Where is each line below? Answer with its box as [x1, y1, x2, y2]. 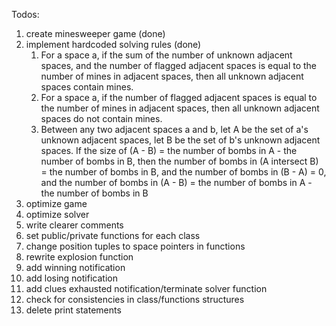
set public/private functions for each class [25, 230, 201, 241]
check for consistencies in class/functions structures [25, 294, 245, 305]
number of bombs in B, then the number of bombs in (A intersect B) [40, 155, 319, 167]
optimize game [25, 198, 88, 209]
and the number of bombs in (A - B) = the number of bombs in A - [40, 177, 313, 188]
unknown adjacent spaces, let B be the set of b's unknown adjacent [40, 134, 321, 146]
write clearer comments [25, 219, 124, 231]
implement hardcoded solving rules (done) [25, 39, 202, 50]
